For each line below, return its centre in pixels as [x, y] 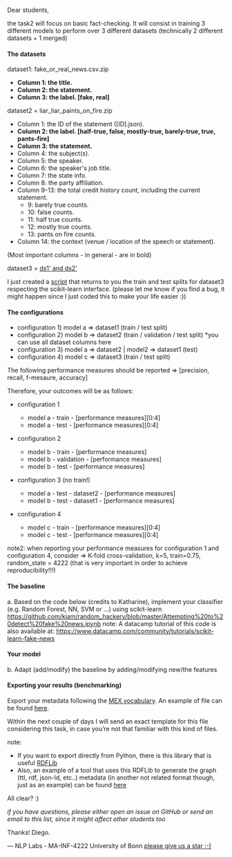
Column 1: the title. [45, 83]
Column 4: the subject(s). [53, 153]
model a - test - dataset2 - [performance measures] [101, 493]
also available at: [31, 631]
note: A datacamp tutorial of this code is [159, 623]
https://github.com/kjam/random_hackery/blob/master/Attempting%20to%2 [115, 616]
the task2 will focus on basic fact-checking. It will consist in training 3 [106, 23]
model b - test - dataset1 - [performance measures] [101, 501]
